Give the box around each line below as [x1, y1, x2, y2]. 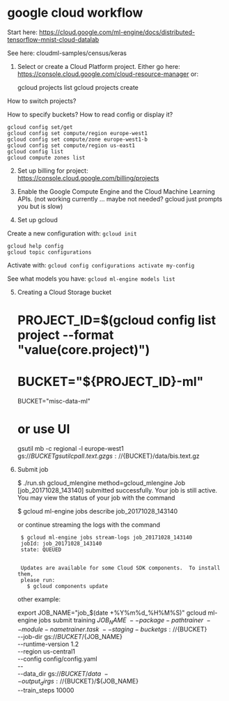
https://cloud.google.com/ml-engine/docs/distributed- [39, 28, 196, 36]
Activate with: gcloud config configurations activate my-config [7, 261, 195, 269]
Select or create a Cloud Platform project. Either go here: [17, 62, 180, 70]
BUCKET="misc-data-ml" [17, 397, 90, 406]
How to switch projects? [7, 96, 77, 105]
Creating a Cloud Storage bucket [17, 288, 112, 296]
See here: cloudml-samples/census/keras [7, 49, 127, 57]
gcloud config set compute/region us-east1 [7, 141, 136, 149]
